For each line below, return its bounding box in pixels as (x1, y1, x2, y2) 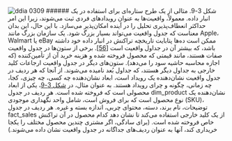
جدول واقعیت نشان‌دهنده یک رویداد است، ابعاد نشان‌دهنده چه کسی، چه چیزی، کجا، (8, 73, 221, 82)
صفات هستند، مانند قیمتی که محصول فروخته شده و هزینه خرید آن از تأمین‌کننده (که (8, 51, 222, 59)
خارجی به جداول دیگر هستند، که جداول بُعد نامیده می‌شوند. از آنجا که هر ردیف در (8, 66, 215, 74)
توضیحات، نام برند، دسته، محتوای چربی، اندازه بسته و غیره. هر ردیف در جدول (8, 103, 208, 111)
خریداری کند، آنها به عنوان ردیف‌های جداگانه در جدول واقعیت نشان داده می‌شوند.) (8, 126, 218, 133)
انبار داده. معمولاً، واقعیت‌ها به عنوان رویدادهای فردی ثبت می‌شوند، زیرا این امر (8, 14, 210, 22)
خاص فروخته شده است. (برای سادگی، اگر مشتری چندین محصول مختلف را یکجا (8, 118, 215, 126)
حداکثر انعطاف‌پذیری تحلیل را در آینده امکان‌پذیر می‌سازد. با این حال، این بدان (8, 22, 206, 29)
